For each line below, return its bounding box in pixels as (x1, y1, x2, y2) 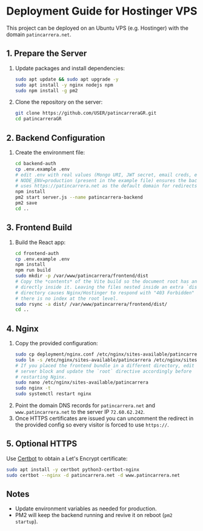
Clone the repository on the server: (15, 98, 103, 106)
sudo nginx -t (15, 385, 51, 391)
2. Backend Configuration (6, 132, 105, 143)
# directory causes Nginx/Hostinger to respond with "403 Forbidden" (15, 289, 195, 296)
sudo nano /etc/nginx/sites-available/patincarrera (15, 379, 148, 386)
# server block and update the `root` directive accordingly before (15, 368, 192, 374)
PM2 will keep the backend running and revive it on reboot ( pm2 (15, 512, 173, 519)
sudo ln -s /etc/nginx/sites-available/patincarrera (15, 357, 151, 363)
